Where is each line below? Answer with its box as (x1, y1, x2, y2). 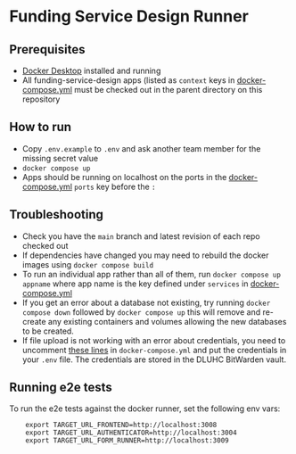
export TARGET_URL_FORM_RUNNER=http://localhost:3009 (25, 436, 229, 445)
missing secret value (21, 153, 99, 163)
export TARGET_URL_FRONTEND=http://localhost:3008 (25, 421, 218, 430)
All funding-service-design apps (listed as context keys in (21, 75, 235, 86)
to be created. (21, 326, 74, 336)
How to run (9, 120, 72, 135)
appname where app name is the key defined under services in (21, 278, 249, 289)
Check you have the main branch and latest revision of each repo (21, 230, 260, 242)
